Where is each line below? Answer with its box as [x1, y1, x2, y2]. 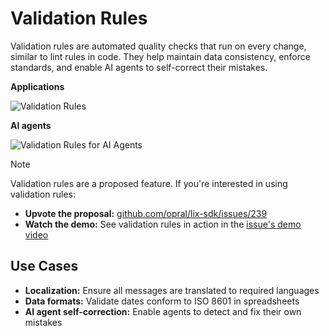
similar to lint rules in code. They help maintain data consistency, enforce [10, 50, 311, 62]
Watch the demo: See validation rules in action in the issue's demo [24, 218, 302, 230]
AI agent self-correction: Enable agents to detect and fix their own [24, 305, 302, 317]
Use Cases [10, 258, 79, 275]
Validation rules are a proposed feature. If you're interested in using [10, 177, 288, 189]
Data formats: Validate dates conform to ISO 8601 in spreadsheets [24, 295, 300, 307]
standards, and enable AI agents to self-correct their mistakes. [10, 61, 268, 73]
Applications [10, 80, 65, 92]
